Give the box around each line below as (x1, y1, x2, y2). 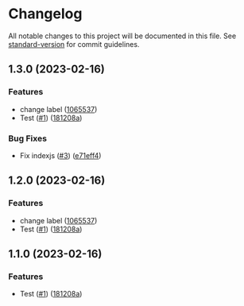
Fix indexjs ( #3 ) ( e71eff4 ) (19, 150, 102, 160)
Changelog (8, 5, 83, 23)
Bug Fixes (8, 133, 48, 144)
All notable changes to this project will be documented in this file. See (8, 31, 237, 41)
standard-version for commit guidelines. (8, 39, 140, 48)
